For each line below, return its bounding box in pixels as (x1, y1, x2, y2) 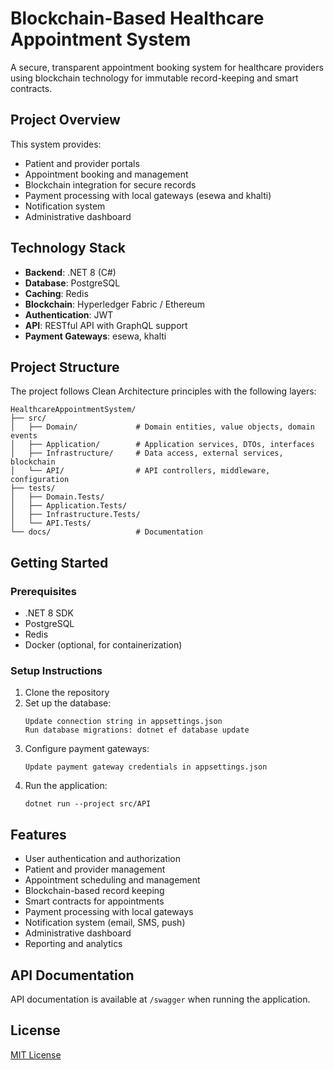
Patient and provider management (24, 863, 166, 876)
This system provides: (10, 138, 102, 150)
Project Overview (10, 112, 121, 129)
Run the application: (24, 780, 108, 792)
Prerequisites (10, 584, 77, 598)
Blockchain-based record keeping (24, 885, 165, 897)
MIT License (10, 1048, 62, 1061)
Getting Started (10, 554, 109, 571)
